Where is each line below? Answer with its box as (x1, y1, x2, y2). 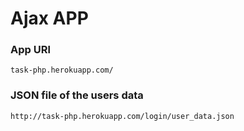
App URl (10, 43, 51, 57)
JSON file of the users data (10, 88, 144, 102)
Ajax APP (10, 7, 89, 30)
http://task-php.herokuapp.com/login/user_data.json (10, 111, 235, 121)
